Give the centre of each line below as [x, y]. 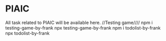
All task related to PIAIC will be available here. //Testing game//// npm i [79, 22]
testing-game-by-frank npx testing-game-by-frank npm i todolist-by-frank [83, 27]
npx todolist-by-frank [27, 33]
